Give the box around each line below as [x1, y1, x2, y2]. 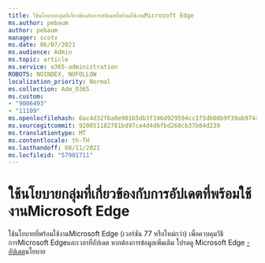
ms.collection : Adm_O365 [8, 85, 90, 93]
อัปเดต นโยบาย [8, 246, 46, 257]
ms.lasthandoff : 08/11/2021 [8, 144, 101, 152]
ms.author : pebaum [8, 19, 69, 27]
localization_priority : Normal [8, 77, 111, 85]
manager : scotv [8, 33, 58, 42]
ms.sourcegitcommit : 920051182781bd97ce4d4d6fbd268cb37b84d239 [8, 122, 221, 130]
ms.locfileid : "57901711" [8, 151, 93, 159]
